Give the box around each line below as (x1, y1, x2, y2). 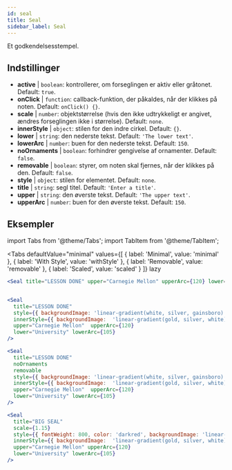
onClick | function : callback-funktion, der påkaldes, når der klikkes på (17, 95, 217, 104)
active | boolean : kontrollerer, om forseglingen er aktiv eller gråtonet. (17, 80, 213, 89)
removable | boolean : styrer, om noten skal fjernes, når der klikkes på (17, 161, 215, 170)
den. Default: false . (17, 169, 74, 177)
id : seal (7, 10, 32, 17)
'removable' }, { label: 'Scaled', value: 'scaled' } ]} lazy (7, 264, 162, 273)
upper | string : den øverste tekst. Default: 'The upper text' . (17, 191, 191, 199)
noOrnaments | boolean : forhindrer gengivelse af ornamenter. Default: (17, 147, 217, 155)
